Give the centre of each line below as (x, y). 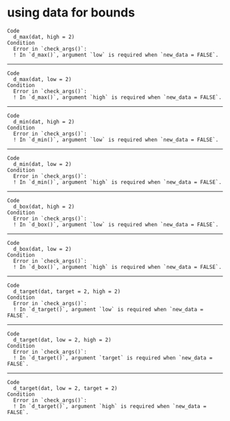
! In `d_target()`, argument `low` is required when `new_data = (108, 309)
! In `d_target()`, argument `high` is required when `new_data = (110, 406)
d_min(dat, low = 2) (42, 164)
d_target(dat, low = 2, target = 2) (65, 388)
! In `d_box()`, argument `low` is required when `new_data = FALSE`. (116, 224)
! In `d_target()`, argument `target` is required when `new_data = (113, 358)
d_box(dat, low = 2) (42, 249)
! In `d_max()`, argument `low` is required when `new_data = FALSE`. (116, 55)
